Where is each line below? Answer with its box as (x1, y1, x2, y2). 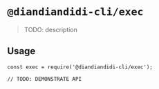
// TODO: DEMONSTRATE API (7, 75, 82, 82)
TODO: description (24, 25, 78, 34)
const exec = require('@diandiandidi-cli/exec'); (7, 64, 153, 71)
